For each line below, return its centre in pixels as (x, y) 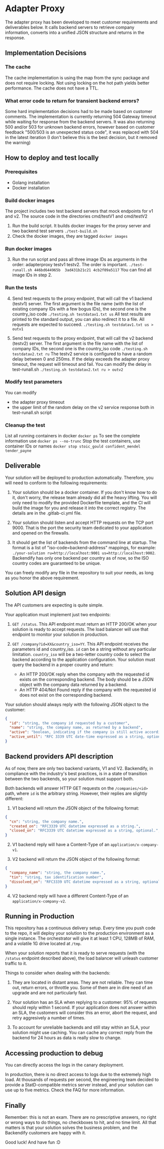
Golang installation (31, 182)
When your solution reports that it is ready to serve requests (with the (75, 953)
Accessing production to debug (54, 1053)
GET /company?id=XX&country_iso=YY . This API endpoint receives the (80, 644)
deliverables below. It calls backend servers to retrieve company (70, 27)
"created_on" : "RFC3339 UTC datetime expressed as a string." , (75, 826)
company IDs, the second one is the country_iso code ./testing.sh (80, 348)
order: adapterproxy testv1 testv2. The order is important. (70, 265)
